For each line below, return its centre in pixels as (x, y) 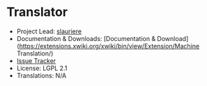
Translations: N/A (41, 75)
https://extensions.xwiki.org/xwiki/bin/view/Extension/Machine (109, 46)
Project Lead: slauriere (49, 31)
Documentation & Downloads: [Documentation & (86, 38)
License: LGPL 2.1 (42, 68)
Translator (37, 12)
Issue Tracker (36, 60)
